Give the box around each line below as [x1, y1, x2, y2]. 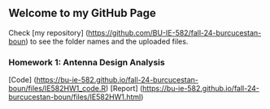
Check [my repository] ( [8, 27, 89, 37]
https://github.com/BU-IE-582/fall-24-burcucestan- [88, 27, 262, 37]
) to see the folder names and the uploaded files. [25, 36, 189, 46]
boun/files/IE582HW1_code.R [8, 84, 107, 94]
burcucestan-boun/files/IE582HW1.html [8, 92, 142, 102]
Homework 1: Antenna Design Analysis [8, 57, 165, 68]
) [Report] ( [105, 84, 143, 94]
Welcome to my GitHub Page [8, 6, 157, 20]
